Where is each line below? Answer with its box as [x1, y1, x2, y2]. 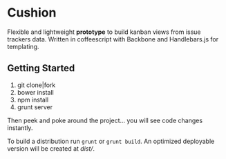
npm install [17, 95, 49, 104]
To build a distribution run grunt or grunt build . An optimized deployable [7, 137, 215, 145]
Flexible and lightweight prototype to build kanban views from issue [7, 28, 202, 36]
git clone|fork [17, 81, 56, 89]
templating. [7, 42, 39, 50]
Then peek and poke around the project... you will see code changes [7, 116, 203, 124]
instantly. [7, 123, 33, 132]
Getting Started [7, 62, 75, 74]
